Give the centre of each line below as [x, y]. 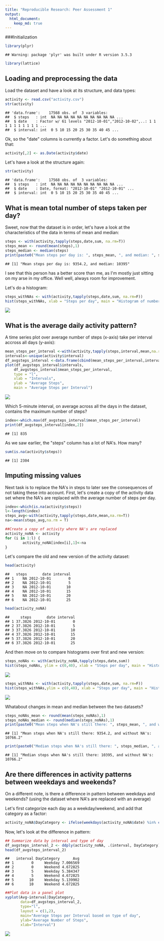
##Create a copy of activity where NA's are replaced [61, 529]
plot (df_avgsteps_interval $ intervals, [44, 365]
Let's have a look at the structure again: [45, 162]
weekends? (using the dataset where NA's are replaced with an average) [78, 799]
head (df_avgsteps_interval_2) [36, 850]
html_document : [25, 19]
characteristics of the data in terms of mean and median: [62, 233]
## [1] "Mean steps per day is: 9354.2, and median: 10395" [68, 264]
